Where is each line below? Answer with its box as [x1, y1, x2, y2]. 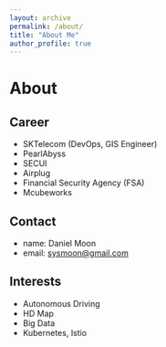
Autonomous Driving [22, 298, 100, 309]
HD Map [22, 308, 55, 319]
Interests [9, 274, 62, 289]
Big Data [22, 317, 56, 329]
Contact [9, 214, 57, 229]
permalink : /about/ [9, 22, 84, 31]
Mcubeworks [22, 187, 73, 198]
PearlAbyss [22, 148, 67, 160]
